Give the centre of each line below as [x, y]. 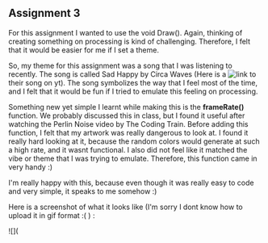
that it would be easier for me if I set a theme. [84, 50]
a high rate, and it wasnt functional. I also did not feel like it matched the [128, 149]
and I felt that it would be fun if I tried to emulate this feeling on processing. [133, 91]
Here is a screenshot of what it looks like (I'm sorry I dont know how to [126, 207]
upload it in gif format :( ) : [52, 215]
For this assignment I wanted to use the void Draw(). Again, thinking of [126, 32]
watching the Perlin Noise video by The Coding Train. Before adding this [128, 124]
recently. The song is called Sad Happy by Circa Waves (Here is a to [132, 74]
